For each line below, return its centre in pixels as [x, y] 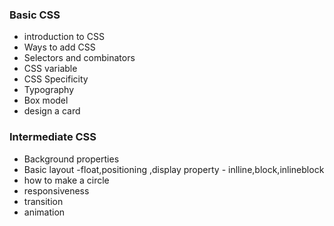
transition [43, 201]
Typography [49, 90]
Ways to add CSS [59, 47]
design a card [52, 111]
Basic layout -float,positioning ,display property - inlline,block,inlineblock [174, 169]
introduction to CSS [64, 37]
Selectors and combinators [79, 58]
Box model [46, 100]
